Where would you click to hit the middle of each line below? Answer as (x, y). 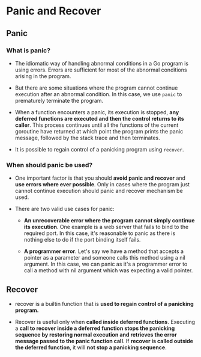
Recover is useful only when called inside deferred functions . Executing (105, 322)
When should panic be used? (49, 165)
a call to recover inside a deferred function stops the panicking (95, 328)
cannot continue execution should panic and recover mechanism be (99, 191)
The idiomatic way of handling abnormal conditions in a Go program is (102, 63)
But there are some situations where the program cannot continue (96, 88)
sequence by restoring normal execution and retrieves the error (96, 334)
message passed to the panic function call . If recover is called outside (104, 341)
